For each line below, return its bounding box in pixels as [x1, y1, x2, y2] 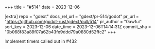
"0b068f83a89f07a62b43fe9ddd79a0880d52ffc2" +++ [4, 29, 116, 34]
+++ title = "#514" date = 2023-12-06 [4, 4, 80, 10]
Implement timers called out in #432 [4, 38, 77, 44]
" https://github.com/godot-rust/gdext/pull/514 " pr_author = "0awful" [4, 19, 142, 24]
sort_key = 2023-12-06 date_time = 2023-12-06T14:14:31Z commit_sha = [4, 24, 151, 30]
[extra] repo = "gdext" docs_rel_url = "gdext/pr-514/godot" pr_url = [4, 14, 139, 19]
